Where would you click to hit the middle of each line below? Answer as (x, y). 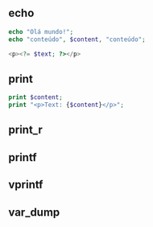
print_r (25, 130)
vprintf (26, 185)
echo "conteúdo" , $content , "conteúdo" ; (77, 39)
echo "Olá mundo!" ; (41, 31)
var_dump (34, 212)
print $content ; (35, 97)
